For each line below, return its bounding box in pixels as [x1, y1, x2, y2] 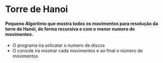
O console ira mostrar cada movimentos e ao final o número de [12, 48, 143, 54]
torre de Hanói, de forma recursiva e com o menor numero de [5, 26, 135, 32]
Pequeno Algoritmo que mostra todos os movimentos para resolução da [5, 20, 158, 26]
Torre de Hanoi [5, 4, 68, 15]
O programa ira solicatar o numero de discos [12, 42, 105, 48]
